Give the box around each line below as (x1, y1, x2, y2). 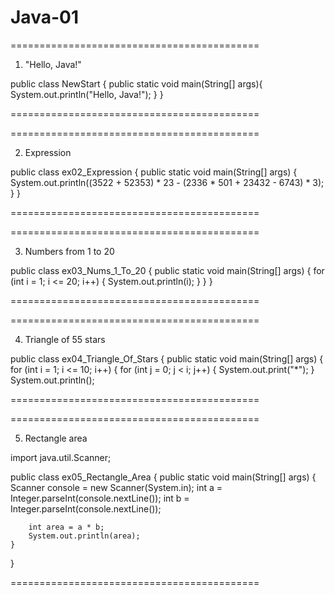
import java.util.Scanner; (10, 451, 112, 463)
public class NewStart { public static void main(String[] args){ (10, 77, 263, 90)
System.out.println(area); (28, 531, 141, 541)
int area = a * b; (28, 522, 105, 532)
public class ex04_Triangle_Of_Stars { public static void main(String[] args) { (10, 352, 324, 365)
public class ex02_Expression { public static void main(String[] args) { (10, 166, 298, 178)
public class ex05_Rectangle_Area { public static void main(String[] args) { (10, 471, 317, 483)
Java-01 (10, 6, 79, 29)
